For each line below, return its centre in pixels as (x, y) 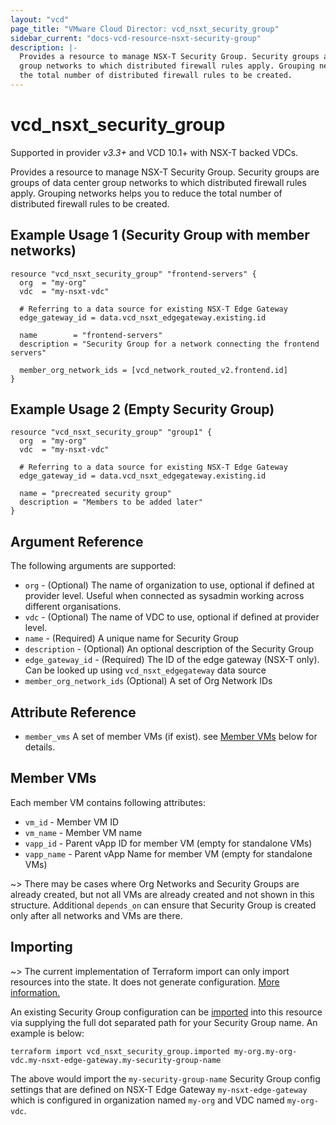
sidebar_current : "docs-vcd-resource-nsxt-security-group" (136, 38)
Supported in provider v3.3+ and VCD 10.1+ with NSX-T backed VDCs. (154, 152)
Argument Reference (77, 541)
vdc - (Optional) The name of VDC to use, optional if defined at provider (172, 617)
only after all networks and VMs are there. (96, 915)
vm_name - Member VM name (83, 832)
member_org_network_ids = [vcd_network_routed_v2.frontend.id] (153, 370)
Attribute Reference (73, 712)
